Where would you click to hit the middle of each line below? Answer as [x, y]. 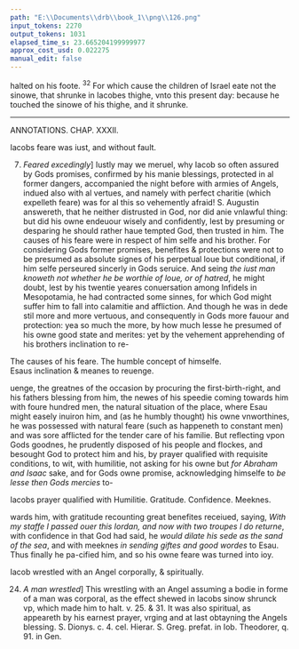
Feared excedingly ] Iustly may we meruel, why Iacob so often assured [151, 164]
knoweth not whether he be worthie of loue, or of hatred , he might [144, 277]
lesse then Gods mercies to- [62, 482]
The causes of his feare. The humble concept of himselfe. [116, 361]
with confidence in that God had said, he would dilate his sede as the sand [146, 535]
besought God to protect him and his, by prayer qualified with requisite [139, 453]
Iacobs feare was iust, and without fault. [83, 147]
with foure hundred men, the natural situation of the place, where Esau [139, 406]
